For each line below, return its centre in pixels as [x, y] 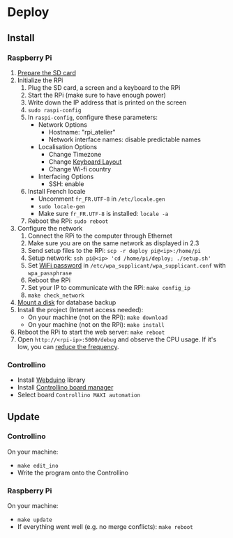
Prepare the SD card [47, 72]
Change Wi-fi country [80, 169]
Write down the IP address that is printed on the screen [107, 102]
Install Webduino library [51, 380]
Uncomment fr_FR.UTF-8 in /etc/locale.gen [102, 199]
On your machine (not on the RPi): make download [98, 317]
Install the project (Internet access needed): [80, 309]
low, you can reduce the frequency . [68, 346]
